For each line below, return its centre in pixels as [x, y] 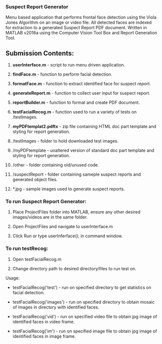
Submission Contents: [40, 53]
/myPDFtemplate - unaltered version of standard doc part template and [83, 150]
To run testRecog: [27, 248]
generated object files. [35, 180]
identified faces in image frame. [44, 336]
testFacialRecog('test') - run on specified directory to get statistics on [82, 287]
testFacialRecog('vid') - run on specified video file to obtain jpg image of [85, 316]
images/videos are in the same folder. [50, 217]
